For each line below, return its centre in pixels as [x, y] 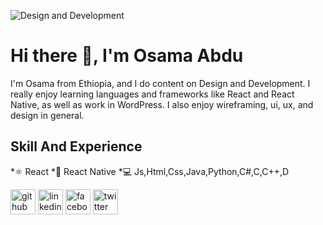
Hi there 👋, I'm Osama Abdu [127, 56]
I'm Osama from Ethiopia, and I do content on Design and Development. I [160, 83]
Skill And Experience [76, 146]
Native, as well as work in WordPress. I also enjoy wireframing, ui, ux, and [162, 104]
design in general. [47, 115]
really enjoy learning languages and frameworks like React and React [152, 94]
